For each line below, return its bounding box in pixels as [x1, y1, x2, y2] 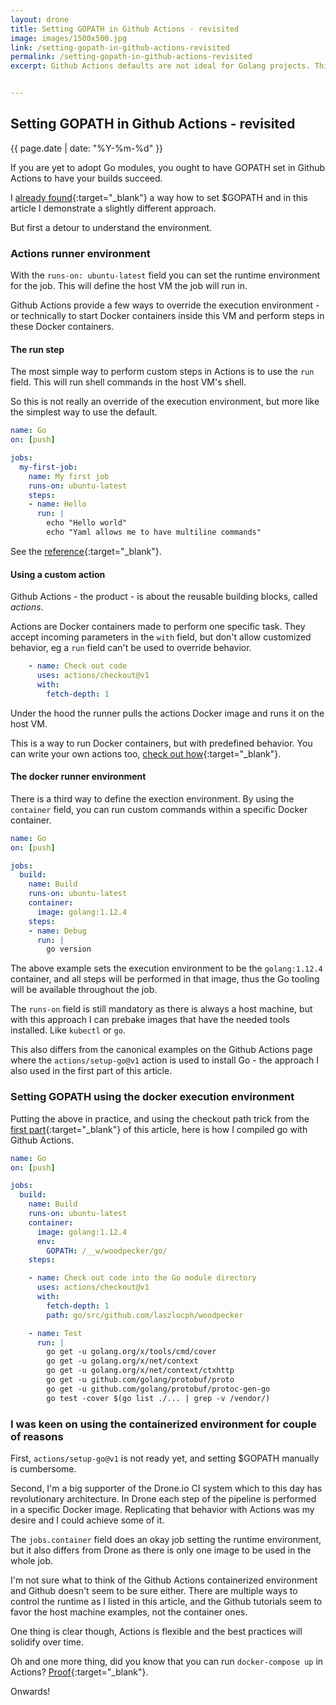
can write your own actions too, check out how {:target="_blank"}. [10, 747, 282, 760]
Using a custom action [10, 568, 106, 580]
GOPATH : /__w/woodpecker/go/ [46, 1246, 168, 1256]
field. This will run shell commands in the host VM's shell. [10, 376, 247, 388]
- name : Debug [28, 926, 87, 936]
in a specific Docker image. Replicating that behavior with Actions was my [10, 1503, 315, 1515]
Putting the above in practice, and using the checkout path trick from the [10, 1112, 310, 1125]
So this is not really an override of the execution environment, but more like [10, 396, 320, 408]
